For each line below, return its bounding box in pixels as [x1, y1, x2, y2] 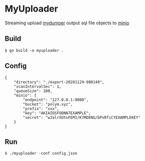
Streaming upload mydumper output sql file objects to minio [5, 20, 129, 26]
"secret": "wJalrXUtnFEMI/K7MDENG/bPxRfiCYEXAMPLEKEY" [23, 115, 141, 120]
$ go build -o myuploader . [5, 48, 64, 53]
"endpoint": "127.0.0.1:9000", [23, 97, 89, 102]
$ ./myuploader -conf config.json [5, 151, 78, 156]
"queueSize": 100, [14, 88, 53, 94]
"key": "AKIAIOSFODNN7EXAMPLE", [23, 110, 91, 115]
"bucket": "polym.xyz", [23, 102, 73, 107]
